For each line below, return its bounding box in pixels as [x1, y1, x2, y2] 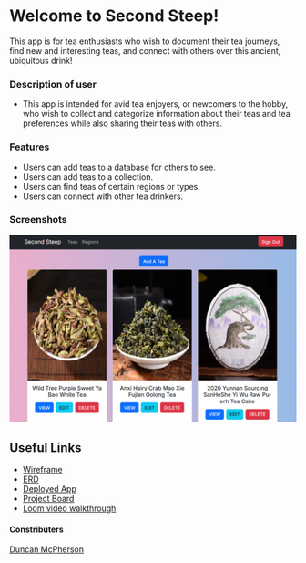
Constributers [9, 524, 64, 535]
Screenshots [9, 214, 67, 226]
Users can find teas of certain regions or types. [22, 181, 200, 192]
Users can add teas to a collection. [22, 171, 154, 182]
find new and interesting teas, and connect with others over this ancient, [9, 45, 281, 56]
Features [9, 141, 50, 153]
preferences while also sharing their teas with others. [22, 118, 223, 129]
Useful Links [9, 440, 82, 455]
